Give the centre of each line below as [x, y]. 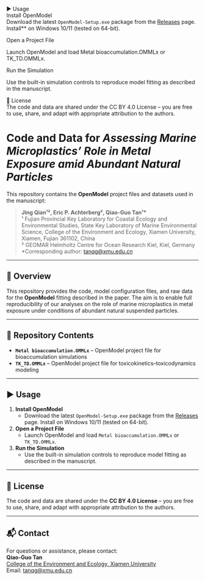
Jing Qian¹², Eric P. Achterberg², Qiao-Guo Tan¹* [84, 212]
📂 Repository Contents [50, 336]
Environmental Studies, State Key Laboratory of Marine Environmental [109, 225]
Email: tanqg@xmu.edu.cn [39, 570]
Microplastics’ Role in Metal [79, 151]
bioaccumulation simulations [51, 356]
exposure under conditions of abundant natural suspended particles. [92, 310]
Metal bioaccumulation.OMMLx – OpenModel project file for [88, 350]
